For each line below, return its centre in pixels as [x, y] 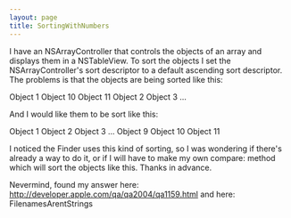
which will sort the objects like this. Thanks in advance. [111, 167]
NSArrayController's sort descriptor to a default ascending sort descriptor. [146, 70]
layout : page [33, 17]
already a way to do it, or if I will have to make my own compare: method [142, 157]
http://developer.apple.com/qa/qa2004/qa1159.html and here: [122, 194]
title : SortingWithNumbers [59, 26]
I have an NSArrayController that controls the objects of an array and [136, 51]
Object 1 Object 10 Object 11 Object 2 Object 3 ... [98, 97]
